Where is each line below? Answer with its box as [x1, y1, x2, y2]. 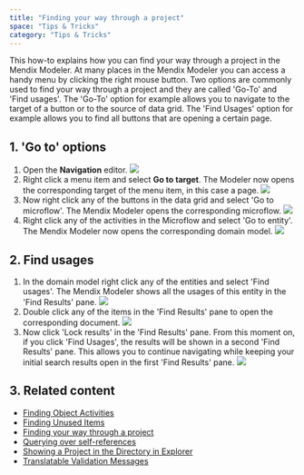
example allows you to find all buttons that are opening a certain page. [9, 113, 272, 124]
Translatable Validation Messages [22, 455, 149, 466]
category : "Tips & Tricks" [9, 30, 112, 39]
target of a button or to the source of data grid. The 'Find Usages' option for [9, 104, 293, 114]
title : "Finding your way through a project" [9, 13, 184, 23]
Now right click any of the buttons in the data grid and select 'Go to [22, 194, 274, 205]
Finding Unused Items [22, 417, 105, 428]
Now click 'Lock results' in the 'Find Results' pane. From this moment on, [22, 327, 295, 337]
